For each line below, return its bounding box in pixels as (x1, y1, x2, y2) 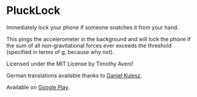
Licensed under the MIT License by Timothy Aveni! (6, 60, 134, 67)
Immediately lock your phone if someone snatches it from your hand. (6, 24, 179, 31)
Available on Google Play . (6, 83, 70, 91)
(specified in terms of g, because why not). (6, 48, 114, 55)
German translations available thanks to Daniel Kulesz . (6, 72, 142, 79)
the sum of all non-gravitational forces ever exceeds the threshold (6, 42, 172, 49)
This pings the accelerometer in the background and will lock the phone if (6, 35, 191, 42)
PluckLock (6, 4, 61, 18)
